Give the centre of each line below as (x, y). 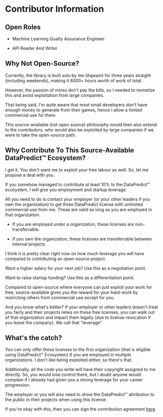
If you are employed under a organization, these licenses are (73, 224)
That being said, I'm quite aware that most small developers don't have (76, 105)
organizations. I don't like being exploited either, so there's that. (69, 360)
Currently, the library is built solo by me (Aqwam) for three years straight (78, 75)
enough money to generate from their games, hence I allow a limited (74, 110)
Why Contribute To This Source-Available (70, 150)
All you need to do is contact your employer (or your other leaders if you (78, 199)
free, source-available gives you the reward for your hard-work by (71, 292)
